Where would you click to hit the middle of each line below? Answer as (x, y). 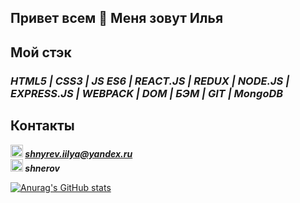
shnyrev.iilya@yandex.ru (78, 153)
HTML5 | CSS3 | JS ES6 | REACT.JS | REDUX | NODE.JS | (150, 81)
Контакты (42, 126)
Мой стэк (41, 52)
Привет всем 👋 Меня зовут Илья (117, 18)
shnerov (42, 168)
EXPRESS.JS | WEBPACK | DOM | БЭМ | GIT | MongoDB (147, 93)
